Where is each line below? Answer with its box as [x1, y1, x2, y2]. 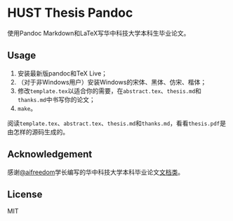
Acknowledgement [7, 148, 93, 160]
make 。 [17, 104, 37, 113]
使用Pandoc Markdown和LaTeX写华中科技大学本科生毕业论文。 [7, 29, 190, 37]
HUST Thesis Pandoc [7, 5, 133, 21]
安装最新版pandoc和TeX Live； [17, 69, 107, 78]
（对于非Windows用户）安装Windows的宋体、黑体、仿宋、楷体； [17, 78, 207, 86]
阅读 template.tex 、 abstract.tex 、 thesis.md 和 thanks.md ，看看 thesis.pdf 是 [7, 119, 227, 127]
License [7, 188, 43, 200]
